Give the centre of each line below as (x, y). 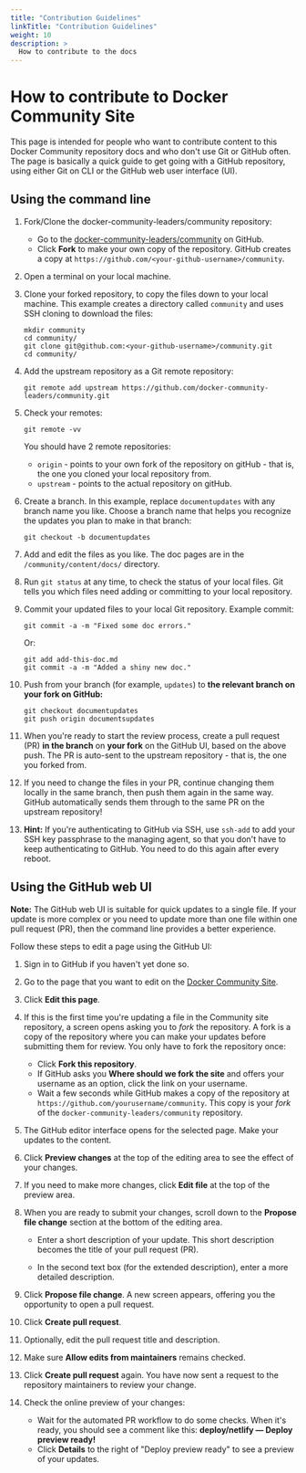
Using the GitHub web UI (82, 887)
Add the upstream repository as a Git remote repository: (128, 371)
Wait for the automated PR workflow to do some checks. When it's (162, 1420)
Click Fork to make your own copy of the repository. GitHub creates (164, 248)
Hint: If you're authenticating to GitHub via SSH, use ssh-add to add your (159, 829)
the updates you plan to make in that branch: (107, 521)
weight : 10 (31, 35)
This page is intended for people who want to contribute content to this (144, 142)
